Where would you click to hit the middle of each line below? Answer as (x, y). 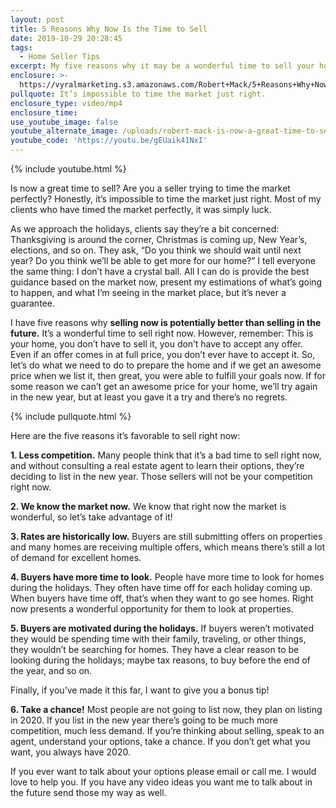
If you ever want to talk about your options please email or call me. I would (163, 771)
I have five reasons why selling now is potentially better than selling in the (166, 322)
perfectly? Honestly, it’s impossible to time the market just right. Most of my (166, 199)
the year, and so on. (51, 670)
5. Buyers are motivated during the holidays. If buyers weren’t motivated (162, 628)
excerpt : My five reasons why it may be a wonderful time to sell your (162, 66)
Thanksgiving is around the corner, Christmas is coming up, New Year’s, (159, 239)
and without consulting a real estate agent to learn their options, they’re (157, 465)
